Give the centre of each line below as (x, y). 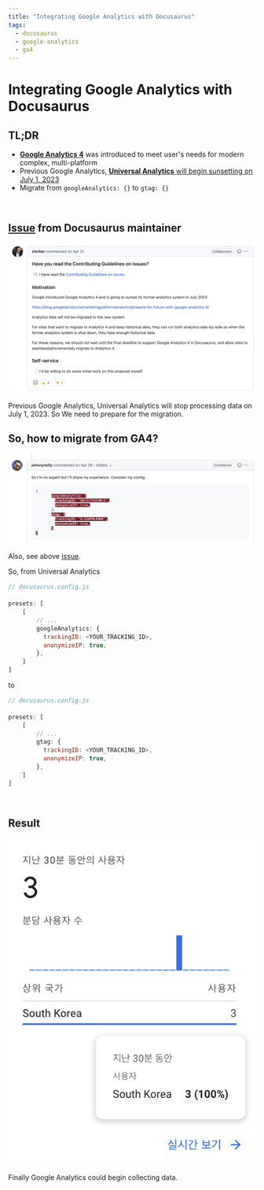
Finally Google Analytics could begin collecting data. (93, 1177)
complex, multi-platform (59, 163)
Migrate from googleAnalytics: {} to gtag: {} (94, 188)
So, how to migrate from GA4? (83, 439)
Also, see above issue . (44, 556)
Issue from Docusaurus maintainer (95, 228)
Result (24, 824)
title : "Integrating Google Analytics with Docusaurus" (101, 17)
